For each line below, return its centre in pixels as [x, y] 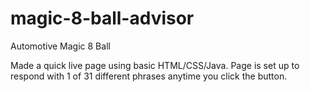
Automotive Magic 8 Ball [60, 46]
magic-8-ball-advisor [102, 18]
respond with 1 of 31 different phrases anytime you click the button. [149, 76]
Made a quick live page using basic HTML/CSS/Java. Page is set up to [155, 65]
